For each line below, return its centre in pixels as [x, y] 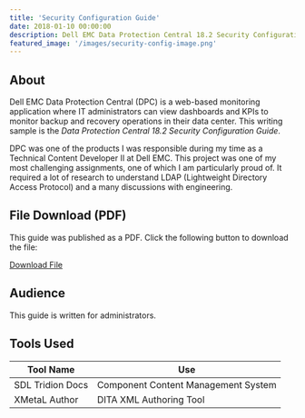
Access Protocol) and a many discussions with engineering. [121, 187]
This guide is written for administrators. [83, 315]
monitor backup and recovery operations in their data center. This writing [146, 121]
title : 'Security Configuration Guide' [85, 18]
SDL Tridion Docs [51, 384]
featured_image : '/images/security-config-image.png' [113, 43]
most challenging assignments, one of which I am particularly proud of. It [146, 168]
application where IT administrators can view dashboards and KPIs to [139, 112]
